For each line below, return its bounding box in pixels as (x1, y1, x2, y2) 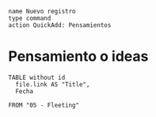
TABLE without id (8, 74, 66, 81)
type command (8, 14, 51, 22)
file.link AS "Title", (15, 80, 90, 89)
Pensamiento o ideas (8, 47, 149, 66)
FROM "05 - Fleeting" (8, 101, 80, 109)
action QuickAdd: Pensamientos (8, 21, 112, 29)
